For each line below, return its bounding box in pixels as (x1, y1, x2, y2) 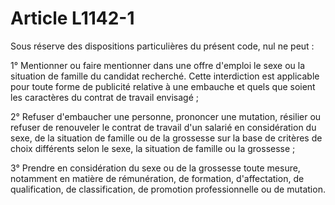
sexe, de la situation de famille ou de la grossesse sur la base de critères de (10, 132, 323, 144)
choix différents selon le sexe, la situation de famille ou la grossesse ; (10, 142, 296, 154)
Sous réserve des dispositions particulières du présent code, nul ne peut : (10, 40, 315, 52)
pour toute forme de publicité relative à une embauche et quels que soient (10, 80, 316, 92)
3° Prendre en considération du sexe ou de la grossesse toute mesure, (10, 162, 301, 174)
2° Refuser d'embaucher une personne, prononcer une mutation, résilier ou (10, 110, 322, 122)
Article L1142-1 (10, 7, 135, 30)
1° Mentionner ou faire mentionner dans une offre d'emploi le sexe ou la (10, 59, 306, 71)
